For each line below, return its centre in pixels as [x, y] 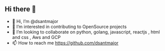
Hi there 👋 [20, 9]
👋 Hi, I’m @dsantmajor [35, 21]
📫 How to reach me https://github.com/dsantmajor [65, 42]
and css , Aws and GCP [36, 37]
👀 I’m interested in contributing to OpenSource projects [69, 26]
